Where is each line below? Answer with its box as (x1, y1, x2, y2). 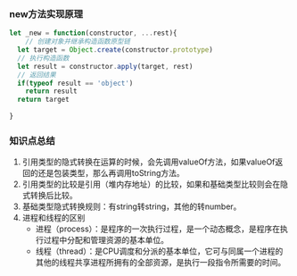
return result (25, 87, 78, 96)
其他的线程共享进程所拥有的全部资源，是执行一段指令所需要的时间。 (35, 257, 286, 268)
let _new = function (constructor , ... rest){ (9, 29, 177, 38)
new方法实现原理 (9, 7, 83, 20)
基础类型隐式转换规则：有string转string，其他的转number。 (21, 201, 242, 212)
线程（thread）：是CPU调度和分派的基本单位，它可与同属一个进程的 (35, 246, 284, 256)
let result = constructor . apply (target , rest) (17, 62, 194, 71)
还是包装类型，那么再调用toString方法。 (37, 168, 185, 179)
